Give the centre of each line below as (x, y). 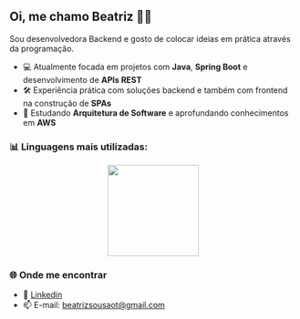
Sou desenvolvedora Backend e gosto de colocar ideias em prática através (150, 38)
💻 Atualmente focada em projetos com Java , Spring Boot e (135, 67)
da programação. (42, 48)
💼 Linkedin (42, 295)
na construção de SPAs (67, 103)
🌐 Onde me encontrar (58, 275)
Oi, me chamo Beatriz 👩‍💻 (81, 17)
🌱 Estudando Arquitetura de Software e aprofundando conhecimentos (155, 113)
